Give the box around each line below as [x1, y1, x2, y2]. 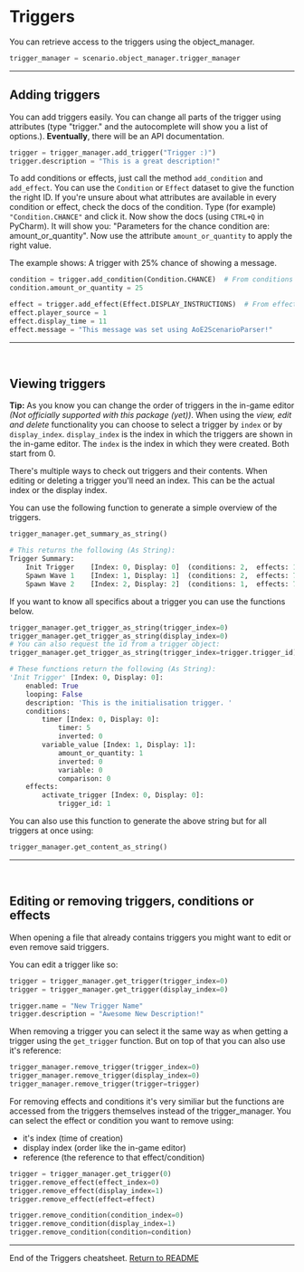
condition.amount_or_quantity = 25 [9, 283, 144, 293]
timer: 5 [57, 724, 91, 733]
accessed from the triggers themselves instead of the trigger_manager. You [9, 1106, 291, 1116]
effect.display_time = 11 [9, 317, 107, 326]
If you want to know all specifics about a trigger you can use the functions [9, 595, 286, 607]
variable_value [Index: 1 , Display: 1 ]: [42, 740, 196, 750]
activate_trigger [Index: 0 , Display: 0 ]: [42, 791, 204, 800]
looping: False [25, 689, 83, 698]
